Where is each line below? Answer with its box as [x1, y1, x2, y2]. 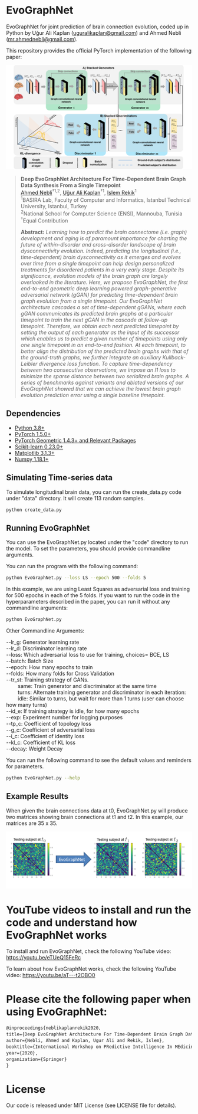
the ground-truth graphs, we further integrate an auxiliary [20, 354, 161, 361]
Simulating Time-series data [6, 473, 113, 483]
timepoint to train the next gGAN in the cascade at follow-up [20, 316, 168, 323]
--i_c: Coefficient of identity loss [6, 733, 85, 740]
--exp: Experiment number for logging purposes [6, 714, 123, 721]
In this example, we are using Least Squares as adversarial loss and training [6, 585, 190, 593]
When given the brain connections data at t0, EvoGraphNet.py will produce [6, 807, 188, 814]
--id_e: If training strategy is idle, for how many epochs [6, 707, 140, 715]
